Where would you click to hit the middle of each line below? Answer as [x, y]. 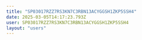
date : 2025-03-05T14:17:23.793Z [46, 17]
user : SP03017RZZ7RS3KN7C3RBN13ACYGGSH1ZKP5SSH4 [67, 22]
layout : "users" [26, 28]
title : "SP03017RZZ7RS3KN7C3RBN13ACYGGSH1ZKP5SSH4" [71, 11]
